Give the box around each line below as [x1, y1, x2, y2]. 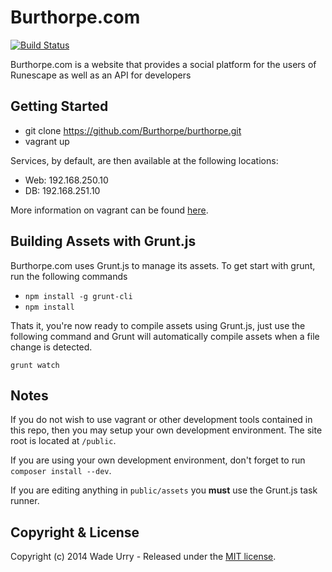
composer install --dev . [10, 465, 112, 477]
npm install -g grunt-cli [24, 291, 133, 301]
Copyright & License [10, 524, 140, 541]
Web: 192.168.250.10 [24, 174, 109, 186]
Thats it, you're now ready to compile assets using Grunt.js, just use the [10, 319, 306, 331]
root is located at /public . [10, 435, 117, 447]
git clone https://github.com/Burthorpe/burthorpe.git [24, 124, 242, 136]
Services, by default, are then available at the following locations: [10, 154, 279, 166]
